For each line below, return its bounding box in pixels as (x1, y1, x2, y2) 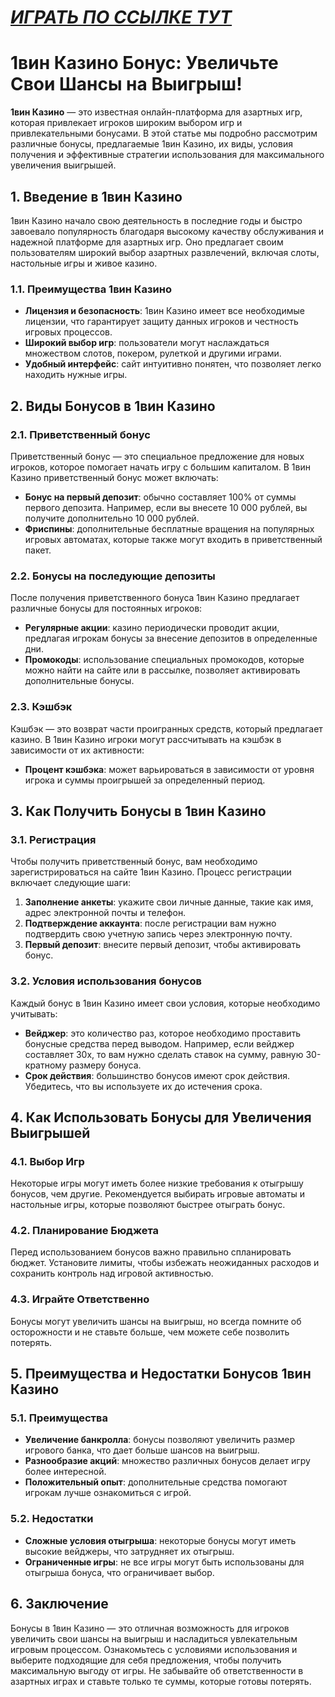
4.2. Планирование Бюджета (10, 1224, 160, 1238)
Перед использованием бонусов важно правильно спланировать (10, 1246, 292, 1258)
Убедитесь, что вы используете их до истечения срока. (24, 1080, 263, 1092)
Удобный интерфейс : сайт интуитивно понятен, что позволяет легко (24, 358, 322, 370)
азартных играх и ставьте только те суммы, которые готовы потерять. (10, 1675, 312, 1687)
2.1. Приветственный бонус (10, 427, 151, 441)
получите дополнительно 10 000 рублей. (24, 512, 200, 524)
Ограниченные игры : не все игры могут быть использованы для (24, 1556, 305, 1568)
